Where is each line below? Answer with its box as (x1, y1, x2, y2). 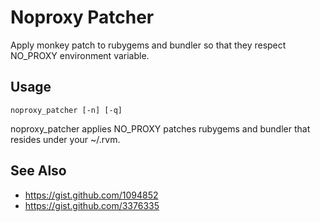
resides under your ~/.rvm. (10, 133, 121, 145)
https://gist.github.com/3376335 (24, 199, 160, 211)
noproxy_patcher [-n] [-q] (10, 105, 123, 115)
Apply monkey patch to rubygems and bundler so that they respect (10, 39, 287, 51)
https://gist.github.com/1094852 (24, 189, 159, 201)
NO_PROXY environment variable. (10, 49, 150, 61)
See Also (10, 162, 67, 180)
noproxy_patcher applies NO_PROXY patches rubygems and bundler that (10, 122, 311, 135)
